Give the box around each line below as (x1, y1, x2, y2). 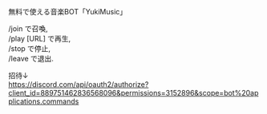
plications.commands (8, 96, 79, 106)
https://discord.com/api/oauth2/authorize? (8, 80, 149, 89)
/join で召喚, (8, 24, 48, 33)
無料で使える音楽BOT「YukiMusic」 (8, 7, 127, 16)
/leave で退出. (8, 54, 55, 63)
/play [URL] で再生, (8, 34, 71, 43)
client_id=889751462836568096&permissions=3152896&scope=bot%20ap (8, 88, 259, 97)
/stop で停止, (8, 44, 51, 53)
